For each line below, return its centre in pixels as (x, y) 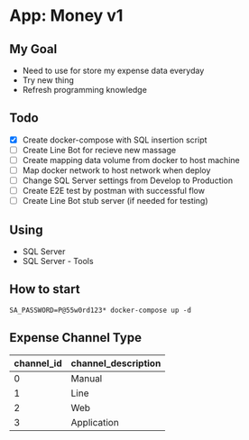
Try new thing (48, 80)
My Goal (33, 49)
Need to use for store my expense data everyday (113, 70)
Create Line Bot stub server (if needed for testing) (115, 201)
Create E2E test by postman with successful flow (114, 191)
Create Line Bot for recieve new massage (99, 150)
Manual (87, 378)
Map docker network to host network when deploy (116, 170)
